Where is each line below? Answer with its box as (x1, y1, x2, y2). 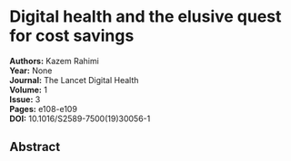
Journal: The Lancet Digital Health (9, 74, 139, 85)
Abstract (9, 139, 61, 155)
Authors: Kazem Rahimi (9, 55, 100, 66)
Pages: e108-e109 (9, 103, 77, 114)
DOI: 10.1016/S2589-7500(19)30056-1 (9, 113, 151, 124)
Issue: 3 (9, 93, 41, 105)
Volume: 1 (9, 84, 48, 95)
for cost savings (9, 25, 135, 46)
